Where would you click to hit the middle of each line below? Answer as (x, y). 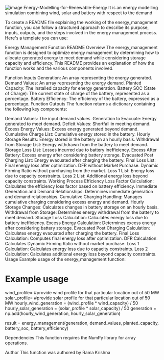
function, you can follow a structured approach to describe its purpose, (77, 27)
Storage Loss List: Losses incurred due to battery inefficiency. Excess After (81, 150)
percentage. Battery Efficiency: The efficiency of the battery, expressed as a (82, 99)
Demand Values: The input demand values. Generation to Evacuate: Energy (81, 118)
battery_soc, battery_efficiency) (37, 328)
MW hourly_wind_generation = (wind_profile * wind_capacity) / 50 (72, 303)
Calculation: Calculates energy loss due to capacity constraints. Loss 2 (77, 249)
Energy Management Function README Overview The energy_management (82, 47)
